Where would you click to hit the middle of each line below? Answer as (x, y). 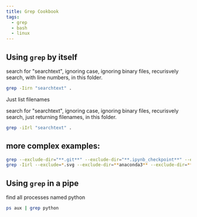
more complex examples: (53, 146)
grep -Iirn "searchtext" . (39, 88)
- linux (21, 33)
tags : (13, 17)
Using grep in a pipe (43, 183)
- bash (19, 28)
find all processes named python (46, 198)
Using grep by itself (42, 57)
